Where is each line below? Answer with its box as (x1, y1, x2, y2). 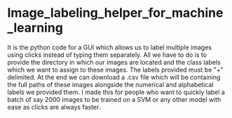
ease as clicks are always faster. (7, 103, 101, 111)
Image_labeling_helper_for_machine (7, 5, 224, 21)
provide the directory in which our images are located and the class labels (7, 58, 221, 66)
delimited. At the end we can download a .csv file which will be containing (7, 72, 221, 81)
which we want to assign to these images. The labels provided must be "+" (7, 65, 224, 74)
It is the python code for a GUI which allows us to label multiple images (7, 43, 212, 51)
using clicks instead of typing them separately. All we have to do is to (7, 51, 207, 59)
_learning (7, 20, 63, 36)
